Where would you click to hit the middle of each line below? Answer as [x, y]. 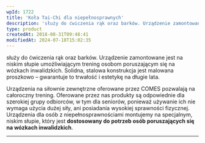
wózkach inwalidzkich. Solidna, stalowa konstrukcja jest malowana [90, 70]
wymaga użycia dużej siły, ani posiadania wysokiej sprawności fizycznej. [98, 108]
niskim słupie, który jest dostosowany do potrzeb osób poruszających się [100, 121]
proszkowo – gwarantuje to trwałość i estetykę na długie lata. [83, 77]
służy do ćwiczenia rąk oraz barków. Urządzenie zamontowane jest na [95, 58]
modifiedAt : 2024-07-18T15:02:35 [49, 40]
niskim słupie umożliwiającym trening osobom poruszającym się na [91, 64]
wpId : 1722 [20, 12]
